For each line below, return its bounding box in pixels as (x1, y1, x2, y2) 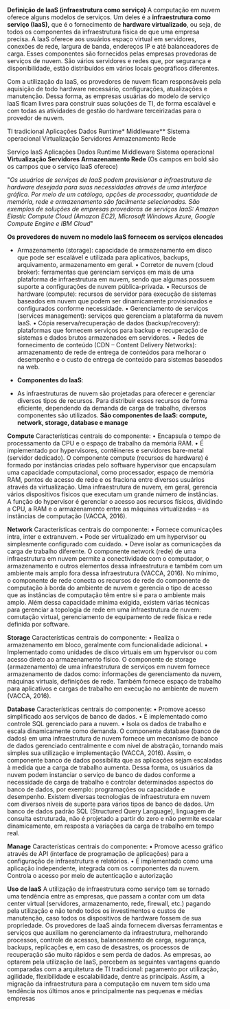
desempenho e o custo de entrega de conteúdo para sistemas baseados (16, 356, 223, 363)
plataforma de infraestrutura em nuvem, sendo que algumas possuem (16, 275, 215, 283)
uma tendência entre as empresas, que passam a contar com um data (7, 892, 205, 900)
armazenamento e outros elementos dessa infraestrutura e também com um (7, 562, 223, 570)
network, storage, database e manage (16, 419, 128, 426)
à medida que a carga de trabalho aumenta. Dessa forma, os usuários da (7, 763, 214, 772)
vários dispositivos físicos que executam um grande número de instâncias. (7, 490, 218, 498)
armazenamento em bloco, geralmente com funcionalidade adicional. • (7, 641, 208, 649)
